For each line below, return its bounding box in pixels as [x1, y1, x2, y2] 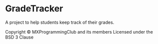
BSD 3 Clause [5, 34, 34, 40]
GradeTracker [5, 3, 63, 14]
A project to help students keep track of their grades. [5, 19, 114, 25]
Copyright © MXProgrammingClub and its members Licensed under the [5, 29, 153, 35]
